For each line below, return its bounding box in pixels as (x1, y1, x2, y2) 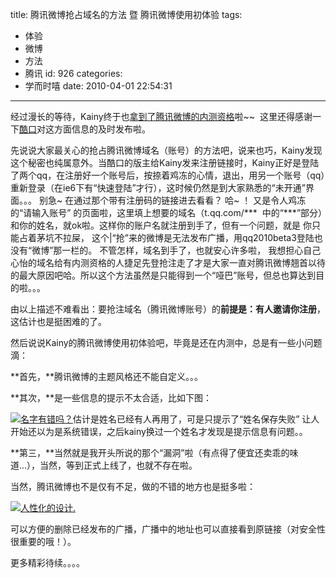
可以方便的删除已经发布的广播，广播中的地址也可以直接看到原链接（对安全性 (10, 523, 326, 535)
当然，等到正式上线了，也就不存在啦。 (39, 459, 198, 471)
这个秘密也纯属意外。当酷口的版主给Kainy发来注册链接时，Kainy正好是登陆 (10, 157, 320, 168)
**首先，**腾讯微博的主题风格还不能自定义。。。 (10, 371, 204, 382)
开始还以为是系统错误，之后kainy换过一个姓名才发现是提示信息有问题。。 (10, 426, 308, 437)
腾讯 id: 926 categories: (24, 68, 123, 79)
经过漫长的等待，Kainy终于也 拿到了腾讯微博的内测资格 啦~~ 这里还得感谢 (10, 111, 313, 122)
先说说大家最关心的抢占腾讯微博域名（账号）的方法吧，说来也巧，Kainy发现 (10, 144, 323, 156)
